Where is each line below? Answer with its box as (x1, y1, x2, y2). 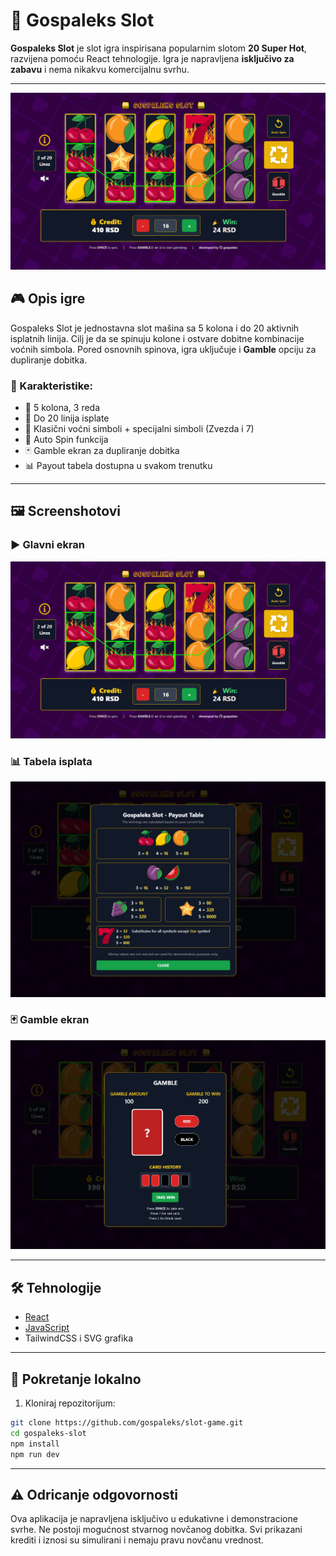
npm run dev (10, 1449, 60, 1459)
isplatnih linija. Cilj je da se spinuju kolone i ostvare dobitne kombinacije (10, 332, 305, 344)
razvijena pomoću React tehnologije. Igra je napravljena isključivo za (10, 52, 295, 64)
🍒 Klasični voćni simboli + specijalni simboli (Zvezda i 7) (24, 423, 255, 435)
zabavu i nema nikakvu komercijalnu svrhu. (10, 63, 190, 75)
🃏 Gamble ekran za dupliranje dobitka (24, 445, 180, 457)
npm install (10, 1439, 60, 1449)
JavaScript (24, 1322, 70, 1334)
